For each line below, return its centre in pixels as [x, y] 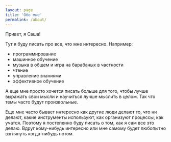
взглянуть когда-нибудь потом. [40, 134]
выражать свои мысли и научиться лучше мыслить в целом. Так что [80, 97]
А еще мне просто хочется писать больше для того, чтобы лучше [77, 91]
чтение [20, 70]
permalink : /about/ [26, 19]
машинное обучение [35, 59]
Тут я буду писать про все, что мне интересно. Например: [69, 44]
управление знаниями [37, 76]
